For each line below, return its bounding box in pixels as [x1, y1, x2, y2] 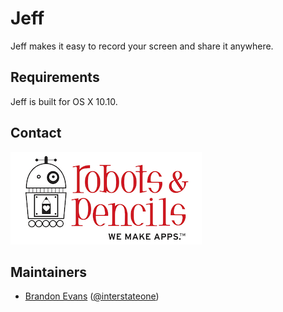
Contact [10, 125, 62, 142]
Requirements [10, 69, 100, 86]
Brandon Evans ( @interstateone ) [24, 290, 160, 302]
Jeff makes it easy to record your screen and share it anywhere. [10, 40, 274, 52]
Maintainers [10, 263, 88, 281]
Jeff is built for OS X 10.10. [10, 95, 118, 107]
